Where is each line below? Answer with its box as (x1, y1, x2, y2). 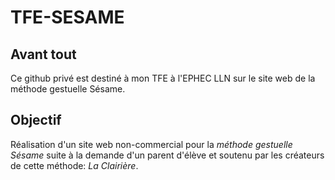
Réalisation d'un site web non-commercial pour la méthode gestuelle (10, 138, 293, 150)
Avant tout (10, 46, 77, 63)
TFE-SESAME (10, 6, 125, 29)
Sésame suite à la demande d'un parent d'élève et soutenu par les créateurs (10, 149, 325, 161)
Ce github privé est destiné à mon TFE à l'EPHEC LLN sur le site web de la (10, 72, 316, 84)
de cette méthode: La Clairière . (10, 159, 139, 171)
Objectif (10, 112, 62, 129)
